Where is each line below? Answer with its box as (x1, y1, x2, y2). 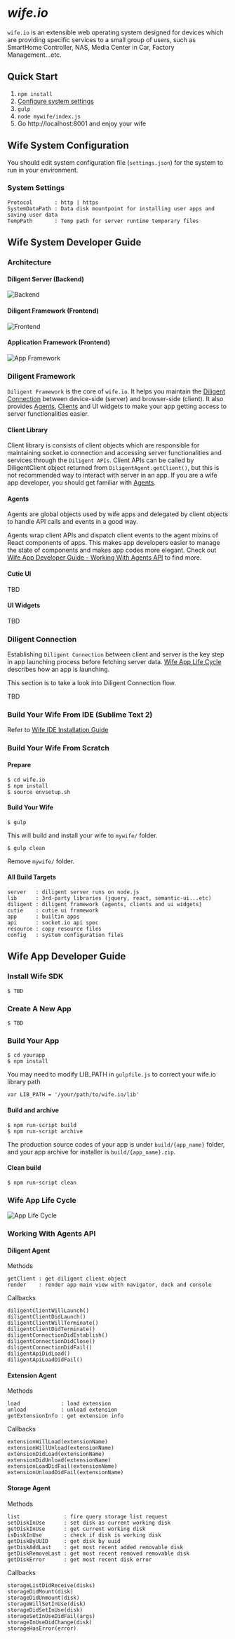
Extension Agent (7, 1371, 58, 1380)
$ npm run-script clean (7, 1179, 77, 1186)
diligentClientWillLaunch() (7, 1307, 90, 1314)
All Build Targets (7, 873, 56, 882)
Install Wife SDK (7, 971, 64, 981)
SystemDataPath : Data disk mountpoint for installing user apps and (7, 205, 215, 212)
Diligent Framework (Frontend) (7, 306, 100, 315)
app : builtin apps (7, 913, 80, 920)
